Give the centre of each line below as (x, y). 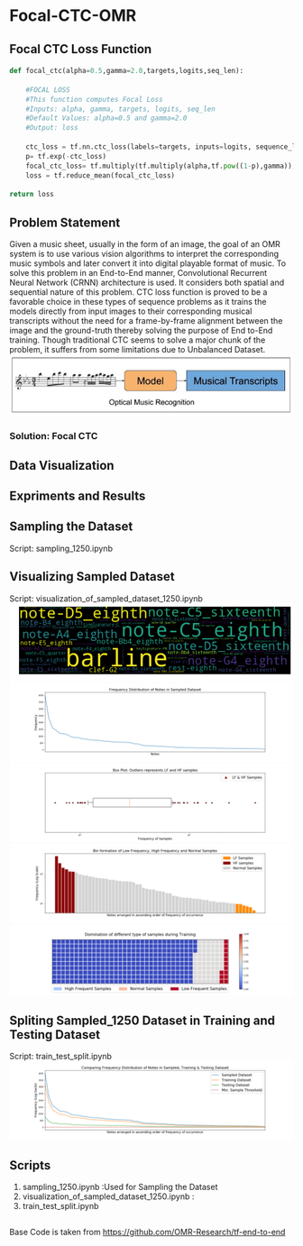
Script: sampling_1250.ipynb (61, 548)
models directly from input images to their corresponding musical (131, 311)
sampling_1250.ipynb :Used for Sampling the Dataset (120, 1186)
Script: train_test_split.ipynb (61, 1057)
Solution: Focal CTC (54, 436)
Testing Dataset (55, 1035)
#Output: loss (52, 128)
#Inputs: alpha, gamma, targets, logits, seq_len (121, 109)
